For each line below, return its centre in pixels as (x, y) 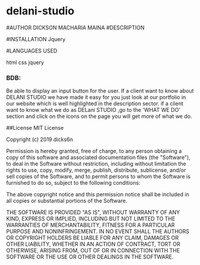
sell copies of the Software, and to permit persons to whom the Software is (99, 176)
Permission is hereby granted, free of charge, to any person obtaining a (94, 151)
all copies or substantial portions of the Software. (67, 201)
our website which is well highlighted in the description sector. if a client (95, 103)
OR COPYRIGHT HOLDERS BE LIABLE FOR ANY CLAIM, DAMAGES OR (93, 238)
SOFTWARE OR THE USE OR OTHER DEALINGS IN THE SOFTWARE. (90, 257)
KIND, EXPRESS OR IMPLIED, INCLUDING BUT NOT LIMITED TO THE (91, 219)
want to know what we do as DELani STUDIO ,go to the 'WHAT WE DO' (93, 110)
